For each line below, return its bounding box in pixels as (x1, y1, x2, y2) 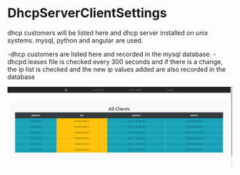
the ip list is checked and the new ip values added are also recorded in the (7, 65, 226, 73)
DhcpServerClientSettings (7, 5, 167, 21)
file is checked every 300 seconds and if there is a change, (49, 57, 224, 65)
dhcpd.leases (7, 57, 48, 65)
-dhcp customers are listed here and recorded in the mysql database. (7, 50, 212, 58)
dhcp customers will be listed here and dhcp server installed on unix (7, 28, 209, 37)
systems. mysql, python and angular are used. (7, 36, 144, 44)
